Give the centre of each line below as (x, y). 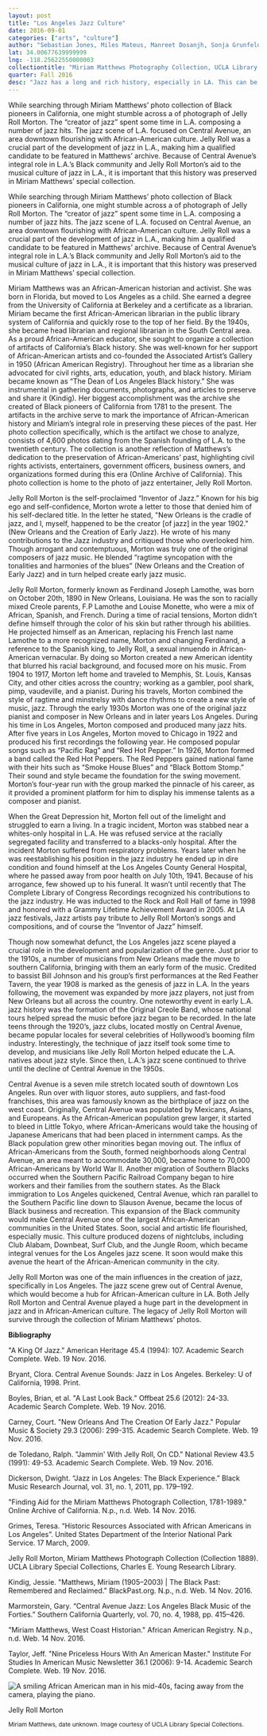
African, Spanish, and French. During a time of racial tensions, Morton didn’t (133, 614)
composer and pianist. (45, 801)
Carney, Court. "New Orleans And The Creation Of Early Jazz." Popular (124, 1422)
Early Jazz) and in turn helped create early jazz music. (97, 574)
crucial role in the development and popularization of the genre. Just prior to (133, 950)
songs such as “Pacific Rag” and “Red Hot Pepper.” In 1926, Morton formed (132, 750)
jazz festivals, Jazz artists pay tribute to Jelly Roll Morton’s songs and (122, 918)
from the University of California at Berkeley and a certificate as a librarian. (131, 305)
